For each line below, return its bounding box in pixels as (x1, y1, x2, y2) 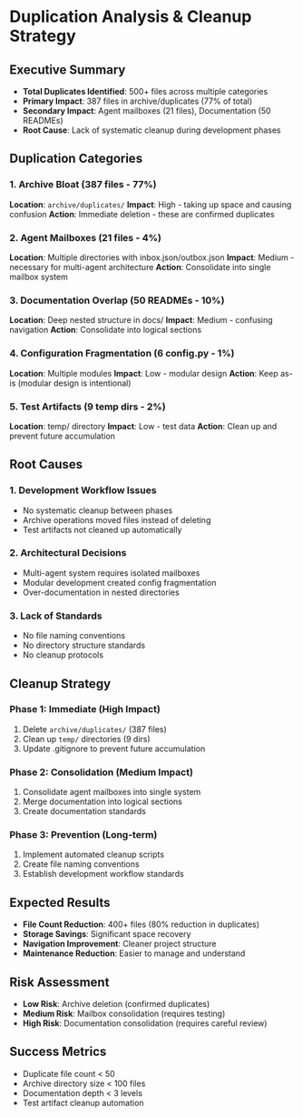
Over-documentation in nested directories (22, 587, 180, 598)
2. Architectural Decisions (9, 547, 127, 559)
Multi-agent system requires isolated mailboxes (22, 567, 200, 579)
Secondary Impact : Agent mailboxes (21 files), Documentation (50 (22, 106, 271, 116)
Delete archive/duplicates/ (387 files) (22, 723, 168, 734)
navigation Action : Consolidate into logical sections (9, 325, 202, 336)
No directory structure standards (22, 639, 146, 651)
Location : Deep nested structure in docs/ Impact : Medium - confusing (9, 315, 274, 326)
